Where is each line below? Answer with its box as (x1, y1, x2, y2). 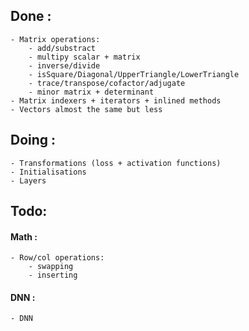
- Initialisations (10, 167, 87, 177)
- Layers (10, 175, 47, 186)
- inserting (28, 270, 78, 281)
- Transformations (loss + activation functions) (10, 158, 222, 168)
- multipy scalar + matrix (28, 52, 141, 62)
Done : (10, 8, 52, 25)
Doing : (10, 132, 57, 149)
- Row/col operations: (10, 253, 105, 263)
